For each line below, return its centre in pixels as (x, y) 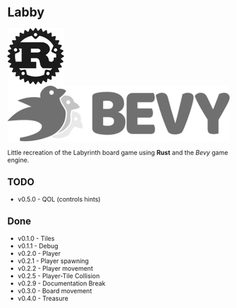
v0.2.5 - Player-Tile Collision (59, 276)
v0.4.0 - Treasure (43, 298)
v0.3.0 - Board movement (55, 290)
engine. (18, 160)
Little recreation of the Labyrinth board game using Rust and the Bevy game (118, 152)
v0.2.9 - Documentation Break (61, 283)
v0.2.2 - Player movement (55, 268)
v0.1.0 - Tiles (36, 238)
